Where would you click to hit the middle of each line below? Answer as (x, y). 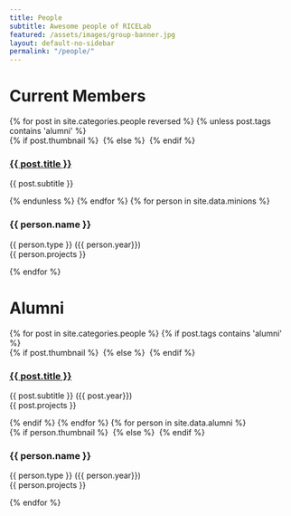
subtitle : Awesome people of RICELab (80, 26)
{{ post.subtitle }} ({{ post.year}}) (71, 396)
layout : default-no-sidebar (62, 43)
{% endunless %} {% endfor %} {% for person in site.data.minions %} (140, 201)
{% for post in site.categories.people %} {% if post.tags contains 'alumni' (146, 333)
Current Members (78, 96)
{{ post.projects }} (43, 405)
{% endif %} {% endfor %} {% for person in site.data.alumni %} (128, 423)
